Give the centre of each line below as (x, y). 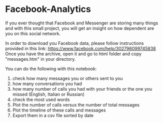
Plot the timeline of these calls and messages (59, 110)
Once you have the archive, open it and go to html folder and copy (73, 54)
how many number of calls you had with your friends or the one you (82, 89)
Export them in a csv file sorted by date (53, 115)
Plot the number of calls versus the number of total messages (76, 105)
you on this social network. (33, 33)
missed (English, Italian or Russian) (48, 94)
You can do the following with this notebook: (51, 69)
